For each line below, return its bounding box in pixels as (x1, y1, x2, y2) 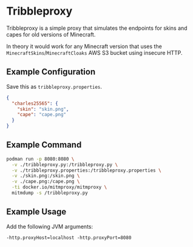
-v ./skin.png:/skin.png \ (12, 173, 80, 179)
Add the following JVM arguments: (6, 223, 93, 230)
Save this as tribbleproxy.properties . (6, 83, 102, 90)
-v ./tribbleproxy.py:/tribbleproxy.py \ (12, 161, 118, 168)
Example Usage (6, 207, 67, 217)
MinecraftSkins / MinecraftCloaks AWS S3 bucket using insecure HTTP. (6, 49, 183, 56)
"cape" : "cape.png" (17, 111, 67, 118)
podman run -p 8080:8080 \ (6, 156, 75, 162)
